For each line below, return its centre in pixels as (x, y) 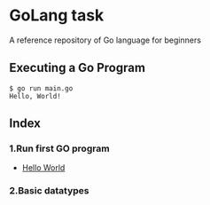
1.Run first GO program (59, 149)
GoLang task (57, 16)
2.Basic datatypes (49, 191)
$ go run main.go (41, 88)
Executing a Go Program (78, 68)
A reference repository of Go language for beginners (105, 40)
